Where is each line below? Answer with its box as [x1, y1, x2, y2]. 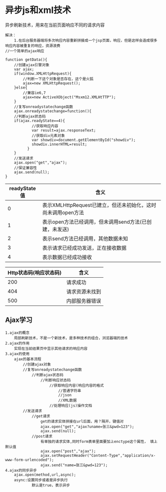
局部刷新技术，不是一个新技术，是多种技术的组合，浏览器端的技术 [14, 335, 128, 340]
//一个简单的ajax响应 [5, 48, 44, 54]
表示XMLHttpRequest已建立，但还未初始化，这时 [42, 201, 157, 208]
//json [58, 392, 72, 397]
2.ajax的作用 [5, 341, 30, 346]
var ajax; [14, 66, 35, 72]
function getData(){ [5, 57, 48, 62]
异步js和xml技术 [5, 4, 71, 16]
